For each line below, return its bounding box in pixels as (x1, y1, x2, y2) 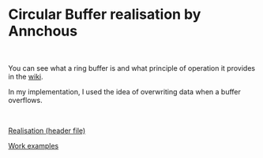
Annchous (8, 22, 77, 40)
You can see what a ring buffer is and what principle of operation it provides (8, 63, 255, 72)
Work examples (8, 141, 59, 150)
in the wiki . (8, 72, 43, 81)
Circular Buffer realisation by (8, 6, 201, 24)
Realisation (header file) (8, 126, 86, 135)
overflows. (8, 95, 43, 105)
